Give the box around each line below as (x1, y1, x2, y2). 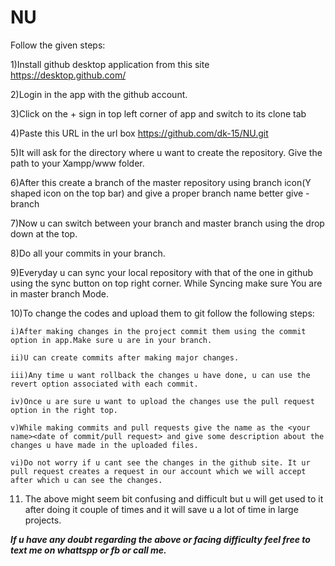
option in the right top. (10, 405, 118, 415)
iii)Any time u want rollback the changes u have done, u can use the (10, 370, 311, 380)
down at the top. (10, 227, 78, 240)
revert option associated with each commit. (10, 379, 199, 389)
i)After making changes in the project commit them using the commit (10, 326, 307, 336)
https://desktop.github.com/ (10, 69, 127, 81)
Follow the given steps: (10, 39, 106, 51)
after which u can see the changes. (10, 475, 163, 485)
